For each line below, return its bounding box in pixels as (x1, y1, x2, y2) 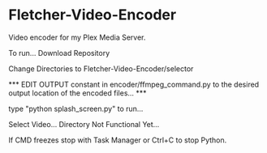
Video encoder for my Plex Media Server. (8, 32, 146, 42)
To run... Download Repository (8, 48, 110, 57)
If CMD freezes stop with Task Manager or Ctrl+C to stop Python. (8, 135, 227, 145)
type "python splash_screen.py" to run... (8, 104, 144, 113)
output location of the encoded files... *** (8, 87, 148, 98)
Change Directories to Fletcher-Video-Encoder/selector (8, 63, 194, 74)
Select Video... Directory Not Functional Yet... (8, 119, 160, 129)
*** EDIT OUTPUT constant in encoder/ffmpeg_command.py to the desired (8, 79, 260, 89)
